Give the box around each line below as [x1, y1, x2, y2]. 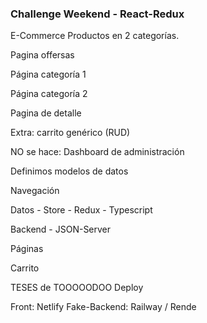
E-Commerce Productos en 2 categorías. [10, 30, 180, 42]
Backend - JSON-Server [10, 223, 112, 236]
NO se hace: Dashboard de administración [10, 146, 185, 158]
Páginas [10, 243, 44, 255]
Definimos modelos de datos [10, 165, 129, 177]
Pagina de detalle [10, 107, 82, 119]
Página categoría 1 [10, 68, 87, 81]
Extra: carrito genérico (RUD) [10, 127, 131, 139]
